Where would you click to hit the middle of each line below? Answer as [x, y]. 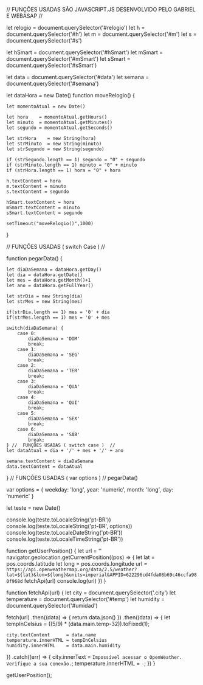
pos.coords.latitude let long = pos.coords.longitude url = [77, 564]
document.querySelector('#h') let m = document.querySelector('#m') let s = [101, 34]
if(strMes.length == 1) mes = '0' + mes [58, 318]
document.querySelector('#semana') [53, 83]
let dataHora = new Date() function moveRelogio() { [71, 95]
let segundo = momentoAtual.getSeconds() [60, 128]
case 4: [27, 397]
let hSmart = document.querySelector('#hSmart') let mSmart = [84, 52]
